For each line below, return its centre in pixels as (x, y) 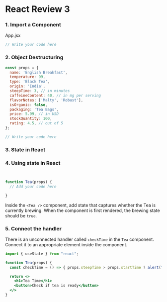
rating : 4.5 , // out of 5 (37, 123)
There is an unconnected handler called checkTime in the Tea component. (80, 239)
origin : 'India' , (28, 86)
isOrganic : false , (29, 105)
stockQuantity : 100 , (31, 119)
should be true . (21, 215)
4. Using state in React (33, 163)
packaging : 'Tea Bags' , (34, 109)
